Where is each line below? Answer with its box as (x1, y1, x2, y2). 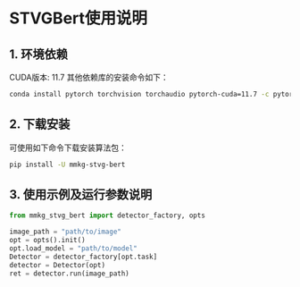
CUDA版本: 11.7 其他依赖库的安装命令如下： (9, 72, 169, 82)
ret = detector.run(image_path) (9, 269, 129, 278)
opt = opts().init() (9, 236, 87, 245)
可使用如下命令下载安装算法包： (9, 142, 127, 153)
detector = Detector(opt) (9, 260, 105, 269)
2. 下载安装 (9, 117, 71, 132)
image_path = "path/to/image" (9, 227, 122, 237)
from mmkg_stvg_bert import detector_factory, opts (9, 211, 205, 220)
